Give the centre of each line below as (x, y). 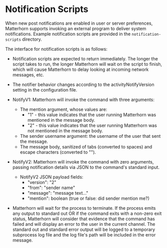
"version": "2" (42, 182)
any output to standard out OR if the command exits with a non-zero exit (87, 213)
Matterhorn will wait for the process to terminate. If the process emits (84, 208)
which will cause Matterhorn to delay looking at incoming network (80, 69)
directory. (32, 39)
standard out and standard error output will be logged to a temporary (84, 229)
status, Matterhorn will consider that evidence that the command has (84, 219)
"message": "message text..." (58, 193)
